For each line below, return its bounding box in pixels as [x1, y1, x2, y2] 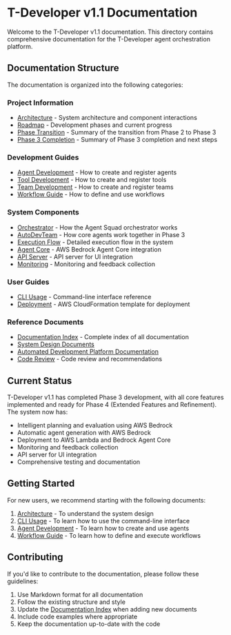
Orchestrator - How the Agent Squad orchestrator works [17, 223, 178, 232]
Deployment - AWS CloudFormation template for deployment [17, 300, 190, 308]
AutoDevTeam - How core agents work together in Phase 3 [17, 230, 185, 239]
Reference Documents [7, 317, 84, 327]
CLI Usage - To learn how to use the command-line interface [17, 516, 190, 525]
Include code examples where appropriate [17, 612, 138, 621]
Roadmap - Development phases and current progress [17, 121, 172, 129]
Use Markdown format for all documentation [17, 590, 143, 598]
